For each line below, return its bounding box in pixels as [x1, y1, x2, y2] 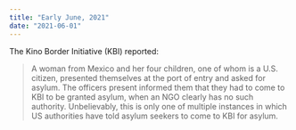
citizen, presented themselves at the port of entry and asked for [30, 72, 266, 83]
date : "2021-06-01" [9, 21, 82, 30]
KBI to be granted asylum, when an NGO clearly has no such [30, 91, 254, 102]
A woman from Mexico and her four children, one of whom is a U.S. [30, 63, 279, 74]
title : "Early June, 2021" [9, 12, 110, 22]
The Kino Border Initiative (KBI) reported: [9, 45, 159, 56]
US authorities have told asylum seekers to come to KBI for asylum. [30, 110, 279, 121]
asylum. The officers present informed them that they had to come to [30, 82, 285, 93]
